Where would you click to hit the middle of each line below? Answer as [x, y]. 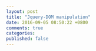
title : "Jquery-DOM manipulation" [49, 17]
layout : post [22, 11]
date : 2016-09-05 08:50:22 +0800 [47, 22]
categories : [21, 33]
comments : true [25, 28]
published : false [27, 39]
